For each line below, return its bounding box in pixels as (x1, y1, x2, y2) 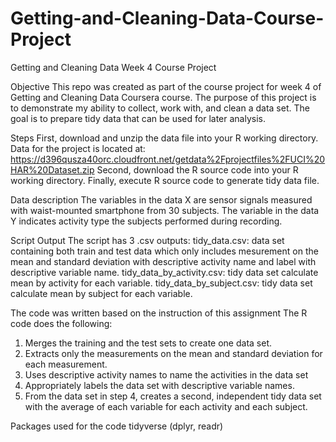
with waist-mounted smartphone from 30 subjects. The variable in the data (10, 204, 320, 216)
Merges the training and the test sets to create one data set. (24, 337, 272, 349)
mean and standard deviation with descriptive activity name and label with (10, 255, 317, 267)
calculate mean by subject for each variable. (10, 287, 193, 299)
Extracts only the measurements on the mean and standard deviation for (24, 347, 323, 359)
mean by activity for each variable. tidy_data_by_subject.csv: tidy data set (10, 277, 313, 289)
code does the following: (10, 317, 113, 329)
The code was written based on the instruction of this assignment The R (10, 307, 308, 319)
